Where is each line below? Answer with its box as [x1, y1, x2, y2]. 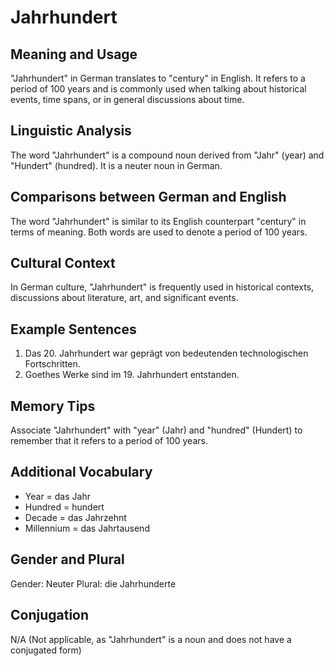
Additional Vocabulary [10, 464, 153, 481]
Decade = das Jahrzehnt [24, 511, 127, 523]
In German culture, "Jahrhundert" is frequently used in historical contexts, [10, 281, 315, 293]
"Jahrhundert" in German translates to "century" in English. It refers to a [10, 72, 306, 84]
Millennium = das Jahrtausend [24, 522, 150, 534]
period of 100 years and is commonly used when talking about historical [10, 83, 307, 95]
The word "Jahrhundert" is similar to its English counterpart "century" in [10, 215, 307, 227]
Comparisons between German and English [10, 189, 287, 206]
